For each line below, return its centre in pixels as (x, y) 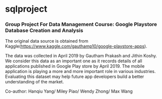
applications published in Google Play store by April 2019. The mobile (75, 66)
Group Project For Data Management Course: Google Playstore (81, 25)
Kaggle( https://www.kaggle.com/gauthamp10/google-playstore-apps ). (76, 46)
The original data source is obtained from (47, 41)
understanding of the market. (35, 82)
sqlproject (26, 9)
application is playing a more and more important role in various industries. (81, 72)
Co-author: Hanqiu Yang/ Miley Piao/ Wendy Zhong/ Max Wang (69, 91)
